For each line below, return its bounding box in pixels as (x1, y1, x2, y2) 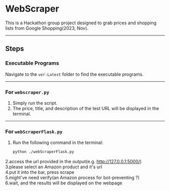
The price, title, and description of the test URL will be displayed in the (12, 105, 159, 111)
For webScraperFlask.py (5, 128, 63, 135)
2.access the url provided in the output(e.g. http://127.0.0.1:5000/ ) (5, 159, 142, 165)
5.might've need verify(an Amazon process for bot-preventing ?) (5, 175, 140, 181)
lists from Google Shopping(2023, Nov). (5, 25, 89, 31)
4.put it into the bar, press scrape (5, 169, 74, 175)
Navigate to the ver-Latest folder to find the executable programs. (5, 71, 144, 77)
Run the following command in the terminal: (12, 139, 104, 146)
